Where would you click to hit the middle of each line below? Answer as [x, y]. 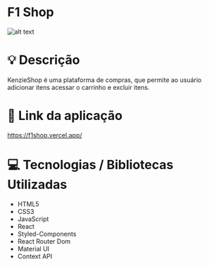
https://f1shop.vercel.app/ [45, 135]
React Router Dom [44, 241]
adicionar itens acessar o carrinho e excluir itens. [78, 87]
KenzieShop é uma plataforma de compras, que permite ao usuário [104, 80]
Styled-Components [47, 234]
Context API [35, 256]
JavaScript [33, 219]
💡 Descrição [44, 60]
